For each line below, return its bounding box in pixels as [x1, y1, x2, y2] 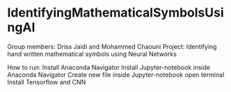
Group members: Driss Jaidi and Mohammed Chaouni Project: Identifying [7, 42, 217, 50]
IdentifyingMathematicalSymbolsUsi [7, 5, 224, 21]
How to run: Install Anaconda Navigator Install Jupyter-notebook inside [7, 63, 211, 71]
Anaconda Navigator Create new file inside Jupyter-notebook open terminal [7, 71, 225, 79]
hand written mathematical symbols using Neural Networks [7, 50, 177, 58]
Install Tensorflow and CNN [7, 77, 86, 86]
